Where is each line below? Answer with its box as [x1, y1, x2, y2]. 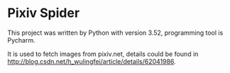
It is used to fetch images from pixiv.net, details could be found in [7, 50, 199, 58]
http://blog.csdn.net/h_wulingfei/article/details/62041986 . [7, 57, 176, 65]
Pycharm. [7, 35, 35, 44]
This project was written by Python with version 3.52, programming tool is [7, 28, 224, 37]
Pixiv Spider [7, 5, 80, 21]
